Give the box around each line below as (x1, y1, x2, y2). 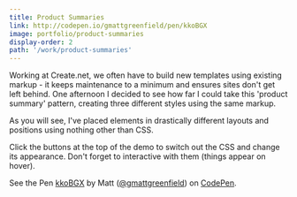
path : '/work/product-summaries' (9, 46, 133, 55)
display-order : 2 (9, 37, 73, 47)
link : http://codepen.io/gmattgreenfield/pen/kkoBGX (9, 21, 208, 30)
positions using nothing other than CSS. (9, 125, 155, 135)
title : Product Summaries (9, 12, 104, 22)
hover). (9, 161, 35, 171)
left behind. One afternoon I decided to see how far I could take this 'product (9, 89, 288, 100)
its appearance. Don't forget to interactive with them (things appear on (9, 151, 267, 162)
